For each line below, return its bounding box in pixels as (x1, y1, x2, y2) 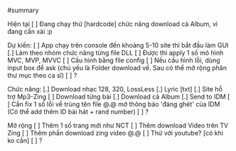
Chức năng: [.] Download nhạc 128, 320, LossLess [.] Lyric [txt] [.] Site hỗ (7, 85, 222, 93)
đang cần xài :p (7, 28, 53, 35)
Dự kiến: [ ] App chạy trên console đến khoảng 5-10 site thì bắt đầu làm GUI (7, 41, 229, 49)
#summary (7, 6, 39, 14)
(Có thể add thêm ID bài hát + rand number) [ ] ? (7, 108, 149, 116)
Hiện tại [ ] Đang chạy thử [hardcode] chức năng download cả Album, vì (7, 20, 218, 28)
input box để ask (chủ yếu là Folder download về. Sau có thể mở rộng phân (7, 64, 227, 72)
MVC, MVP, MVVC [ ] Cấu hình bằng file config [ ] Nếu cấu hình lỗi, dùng (7, 56, 220, 65)
